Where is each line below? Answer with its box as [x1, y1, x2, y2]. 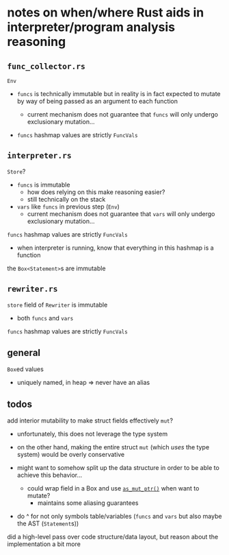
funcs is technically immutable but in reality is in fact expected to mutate [16, 90, 221, 97]
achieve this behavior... [16, 471, 83, 480]
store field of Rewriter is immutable [7, 300, 108, 309]
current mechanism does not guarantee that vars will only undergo [27, 209, 215, 217]
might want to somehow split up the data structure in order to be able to [16, 464, 220, 472]
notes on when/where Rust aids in [7, 5, 204, 21]
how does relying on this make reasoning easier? [27, 187, 165, 196]
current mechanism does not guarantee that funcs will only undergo [27, 110, 219, 118]
